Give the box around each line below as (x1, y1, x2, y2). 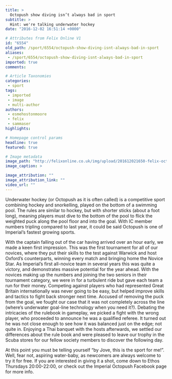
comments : (5, 65, 27, 70)
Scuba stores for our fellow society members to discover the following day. (5, 336, 164, 343)
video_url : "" (5, 182, 36, 187)
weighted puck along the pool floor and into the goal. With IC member (5, 218, 153, 224)
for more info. (5, 368, 34, 374)
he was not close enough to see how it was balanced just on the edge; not (5, 321, 162, 327)
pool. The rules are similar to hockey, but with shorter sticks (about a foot (5, 207, 160, 213)
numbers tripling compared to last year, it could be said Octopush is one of (5, 223, 163, 229)
